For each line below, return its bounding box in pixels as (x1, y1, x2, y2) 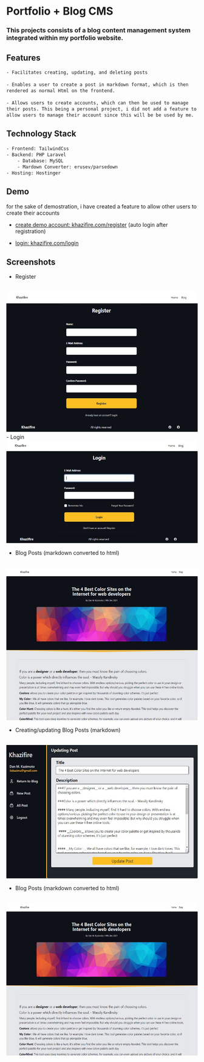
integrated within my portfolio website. (6, 34, 123, 42)
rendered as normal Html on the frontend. (6, 87, 115, 94)
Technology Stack (6, 129, 76, 139)
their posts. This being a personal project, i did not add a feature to (6, 105, 197, 112)
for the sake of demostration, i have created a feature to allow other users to (6, 202, 197, 210)
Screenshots (6, 257, 56, 267)
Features (6, 52, 41, 63)
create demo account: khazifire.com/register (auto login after (15, 221, 168, 228)
